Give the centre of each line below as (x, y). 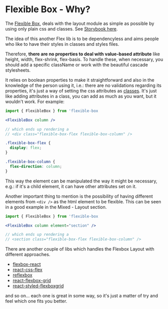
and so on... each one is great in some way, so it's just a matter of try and (82, 296)
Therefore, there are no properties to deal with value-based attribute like (83, 54)
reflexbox (23, 275)
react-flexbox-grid (32, 281)
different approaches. (28, 255)
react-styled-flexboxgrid (38, 286)
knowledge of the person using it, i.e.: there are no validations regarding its (83, 85)
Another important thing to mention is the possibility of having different (79, 196)
